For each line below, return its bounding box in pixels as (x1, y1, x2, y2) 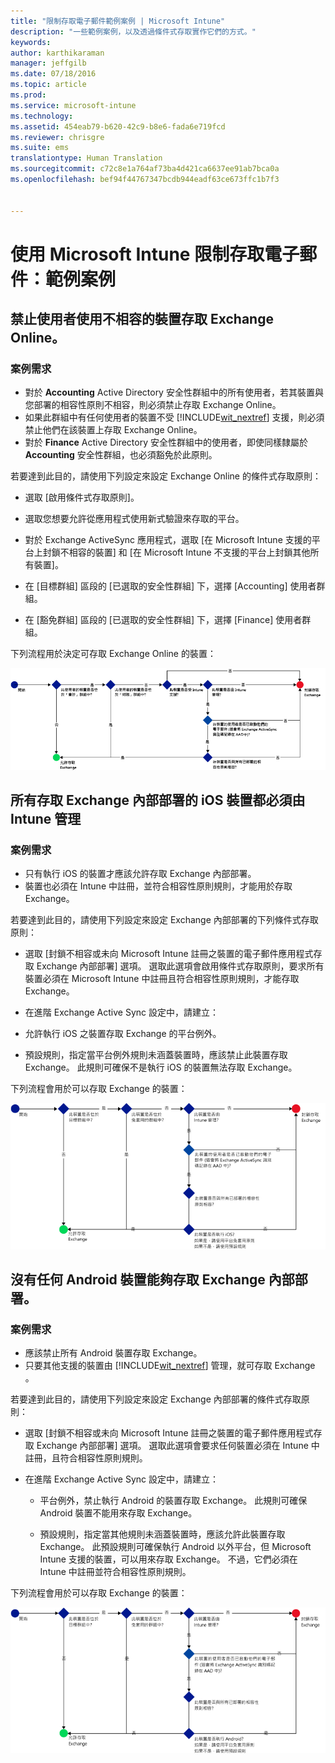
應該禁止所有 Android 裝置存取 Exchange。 (24, 1347, 203, 1359)
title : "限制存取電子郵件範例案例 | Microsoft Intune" (10, 16, 226, 26)
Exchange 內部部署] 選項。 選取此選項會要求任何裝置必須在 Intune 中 (36, 1440, 320, 1452)
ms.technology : (10, 111, 74, 121)
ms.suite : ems (10, 143, 70, 153)
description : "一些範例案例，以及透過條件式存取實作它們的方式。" (10, 26, 257, 37)
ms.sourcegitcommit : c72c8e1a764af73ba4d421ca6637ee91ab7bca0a (10, 164, 280, 174)
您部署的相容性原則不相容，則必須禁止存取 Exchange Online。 (24, 399, 282, 411)
